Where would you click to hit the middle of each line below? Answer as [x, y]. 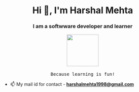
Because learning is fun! [83, 74]
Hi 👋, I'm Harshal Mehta [83, 10]
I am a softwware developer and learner [83, 26]
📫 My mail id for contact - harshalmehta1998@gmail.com [72, 84]
